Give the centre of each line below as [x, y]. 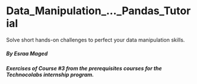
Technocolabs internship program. [50, 75]
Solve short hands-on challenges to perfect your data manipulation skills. [96, 40]
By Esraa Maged [27, 53]
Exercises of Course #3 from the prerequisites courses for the [84, 68]
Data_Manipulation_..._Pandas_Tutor [99, 11]
